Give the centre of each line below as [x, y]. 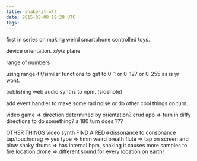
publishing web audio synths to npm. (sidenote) [64, 92]
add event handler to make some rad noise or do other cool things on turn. [97, 103]
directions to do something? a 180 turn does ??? [65, 121]
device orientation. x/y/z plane [43, 51]
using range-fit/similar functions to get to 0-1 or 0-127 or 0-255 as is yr [93, 74]
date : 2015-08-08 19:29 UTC [41, 17]
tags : [13, 23]
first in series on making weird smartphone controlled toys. [78, 40]
